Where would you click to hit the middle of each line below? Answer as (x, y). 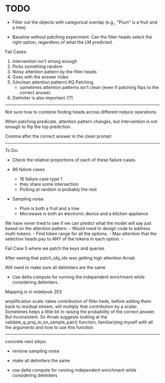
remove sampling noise (36, 351)
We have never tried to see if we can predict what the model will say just (78, 223)
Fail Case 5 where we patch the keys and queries (55, 248)
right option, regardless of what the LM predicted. (63, 42)
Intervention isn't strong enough (45, 61)
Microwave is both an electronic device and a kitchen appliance (84, 213)
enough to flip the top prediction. (38, 126)
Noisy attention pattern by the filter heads (55, 71)
